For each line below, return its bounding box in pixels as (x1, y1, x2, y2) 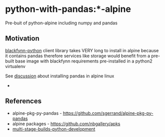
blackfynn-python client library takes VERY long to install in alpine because (5, 47, 159, 53)
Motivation (5, 34, 40, 43)
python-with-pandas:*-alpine (5, 3, 131, 15)
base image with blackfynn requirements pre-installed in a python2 (15, 58, 153, 64)
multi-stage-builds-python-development (12, 126, 95, 132)
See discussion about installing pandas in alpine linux (5, 73, 114, 79)
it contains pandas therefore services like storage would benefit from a (5, 53, 150, 59)
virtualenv (5, 63, 26, 69)
